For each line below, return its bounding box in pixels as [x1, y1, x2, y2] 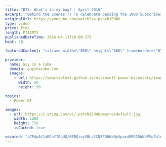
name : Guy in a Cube [9, 62, 52, 67]
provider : [5, 57, 26, 62]
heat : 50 [5, 39, 23, 44]
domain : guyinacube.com [9, 66, 58, 72]
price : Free [5, 26, 30, 31]
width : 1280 [14, 116, 39, 121]
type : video [5, 21, 30, 26]
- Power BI [9, 98, 32, 103]
